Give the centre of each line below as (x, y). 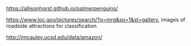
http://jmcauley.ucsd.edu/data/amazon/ (54, 37)
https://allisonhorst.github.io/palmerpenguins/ (62, 8)
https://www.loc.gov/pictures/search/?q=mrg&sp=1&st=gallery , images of (96, 20)
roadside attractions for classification (51, 26)
